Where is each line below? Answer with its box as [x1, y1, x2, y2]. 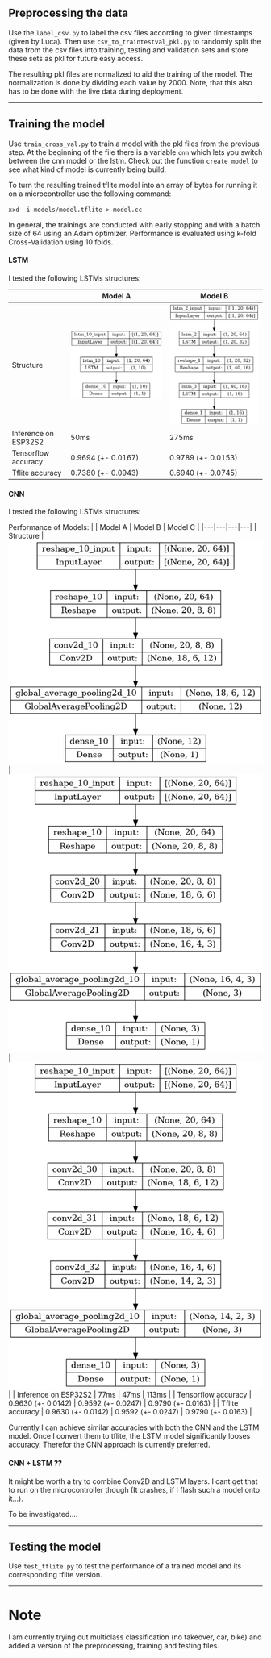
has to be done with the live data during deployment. [8, 86, 184, 96]
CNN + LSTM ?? [8, 1459, 63, 1468]
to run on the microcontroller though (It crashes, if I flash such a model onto [8, 1485, 261, 1494]
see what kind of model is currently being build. [8, 165, 167, 174]
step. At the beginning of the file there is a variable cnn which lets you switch [8, 147, 263, 156]
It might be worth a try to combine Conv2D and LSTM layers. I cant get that [8, 1476, 258, 1486]
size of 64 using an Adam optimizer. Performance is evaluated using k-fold [8, 228, 256, 238]
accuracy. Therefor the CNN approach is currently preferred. [8, 1439, 211, 1450]
